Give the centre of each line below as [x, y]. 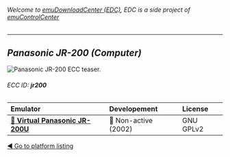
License [195, 109]
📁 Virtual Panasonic [43, 121]
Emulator [26, 109]
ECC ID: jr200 [27, 85]
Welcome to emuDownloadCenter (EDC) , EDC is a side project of [99, 10]
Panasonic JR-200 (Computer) [74, 52]
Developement [133, 109]
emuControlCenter [33, 16]
